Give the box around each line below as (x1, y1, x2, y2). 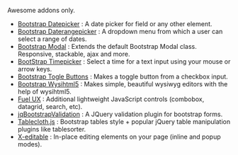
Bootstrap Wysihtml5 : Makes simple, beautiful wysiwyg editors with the (17, 80, 228, 88)
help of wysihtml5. (17, 88, 72, 96)
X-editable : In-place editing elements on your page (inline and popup (17, 132, 221, 141)
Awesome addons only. (7, 6, 76, 14)
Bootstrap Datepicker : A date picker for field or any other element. (17, 20, 212, 28)
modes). (17, 140, 42, 148)
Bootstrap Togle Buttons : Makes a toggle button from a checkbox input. (17, 72, 228, 81)
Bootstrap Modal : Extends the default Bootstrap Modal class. (17, 42, 197, 50)
